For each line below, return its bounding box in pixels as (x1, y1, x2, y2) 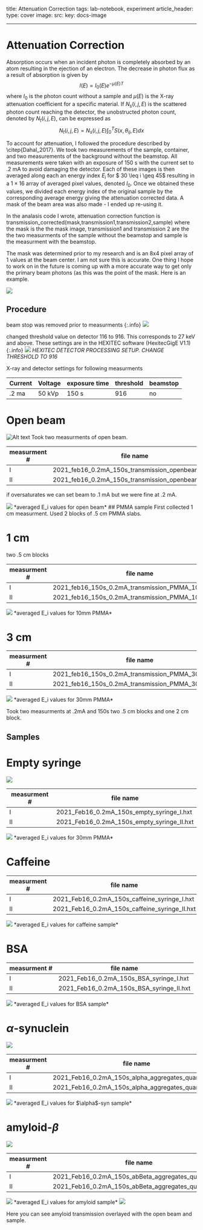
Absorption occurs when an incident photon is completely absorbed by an (6, 58, 191, 65)
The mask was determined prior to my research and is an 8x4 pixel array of (6, 249, 194, 257)
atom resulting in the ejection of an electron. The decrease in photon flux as (6, 65, 195, 72)
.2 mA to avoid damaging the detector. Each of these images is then (6, 166, 175, 173)
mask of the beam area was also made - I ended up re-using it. (6, 200, 163, 208)
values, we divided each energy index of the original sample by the (6, 188, 173, 195)
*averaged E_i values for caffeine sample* (13, 921, 119, 928)
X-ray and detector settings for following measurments (6, 364, 143, 371)
